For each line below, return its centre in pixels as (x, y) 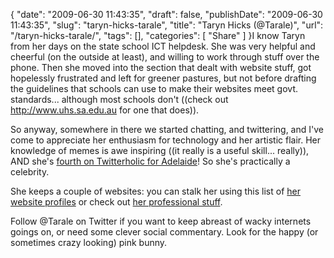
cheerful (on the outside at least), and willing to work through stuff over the (165, 57)
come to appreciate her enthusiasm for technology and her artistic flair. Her (166, 140)
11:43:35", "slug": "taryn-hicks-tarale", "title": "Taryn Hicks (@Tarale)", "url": (167, 25)
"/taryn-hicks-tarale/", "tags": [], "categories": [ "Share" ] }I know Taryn (158, 35)
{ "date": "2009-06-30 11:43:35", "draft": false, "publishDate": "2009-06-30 (166, 14)
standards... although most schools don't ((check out (119, 99)
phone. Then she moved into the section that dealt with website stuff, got (161, 67)
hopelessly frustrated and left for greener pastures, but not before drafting (163, 78)
